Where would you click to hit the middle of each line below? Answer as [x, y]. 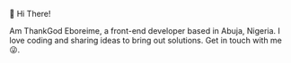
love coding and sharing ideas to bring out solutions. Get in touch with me [146, 40]
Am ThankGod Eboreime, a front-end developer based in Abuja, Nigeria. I [145, 31]
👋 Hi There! [30, 14]
